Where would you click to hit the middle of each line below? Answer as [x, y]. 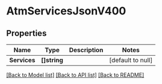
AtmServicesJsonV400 [66, 11]
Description [86, 50]
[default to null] [131, 60]
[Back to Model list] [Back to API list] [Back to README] [75, 75]
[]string [52, 60]
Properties [26, 33]
